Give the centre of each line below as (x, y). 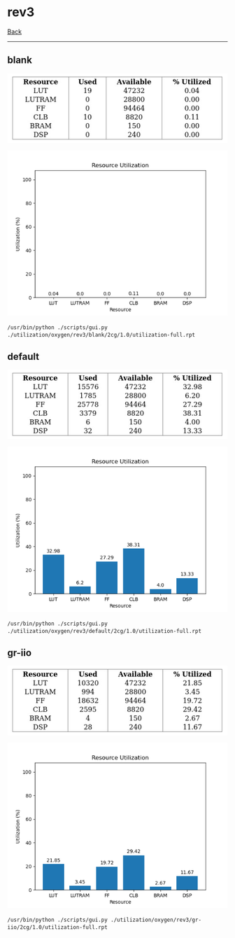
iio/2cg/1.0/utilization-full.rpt (58, 927)
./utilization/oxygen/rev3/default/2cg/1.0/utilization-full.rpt (104, 631)
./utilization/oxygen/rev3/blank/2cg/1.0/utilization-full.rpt (101, 335)
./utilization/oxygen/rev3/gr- (156, 920)
